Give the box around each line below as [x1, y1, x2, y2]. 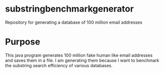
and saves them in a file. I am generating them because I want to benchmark [5, 57, 160, 63]
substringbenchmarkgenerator [5, 3, 134, 15]
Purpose [5, 36, 41, 47]
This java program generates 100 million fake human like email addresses [5, 52, 153, 58]
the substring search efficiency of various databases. [5, 62, 113, 68]
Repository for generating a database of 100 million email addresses [5, 19, 142, 25]
